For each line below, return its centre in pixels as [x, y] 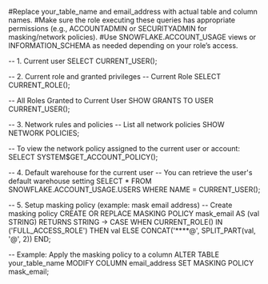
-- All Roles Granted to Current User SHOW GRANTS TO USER [111, 100]
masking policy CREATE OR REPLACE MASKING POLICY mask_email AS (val [134, 214]
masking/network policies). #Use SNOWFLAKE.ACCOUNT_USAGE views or [132, 37]
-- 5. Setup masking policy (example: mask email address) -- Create [120, 205]
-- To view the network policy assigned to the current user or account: [124, 148]
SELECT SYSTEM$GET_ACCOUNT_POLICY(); [83, 157]
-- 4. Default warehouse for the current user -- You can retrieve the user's [130, 172]
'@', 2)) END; [30, 239]
